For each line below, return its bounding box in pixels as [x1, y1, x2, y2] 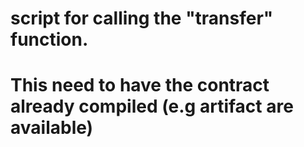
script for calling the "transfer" [10, 7, 274, 30]
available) [10, 117, 94, 139]
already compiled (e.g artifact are [10, 95, 294, 118]
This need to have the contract [10, 74, 270, 97]
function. [10, 28, 89, 51]
